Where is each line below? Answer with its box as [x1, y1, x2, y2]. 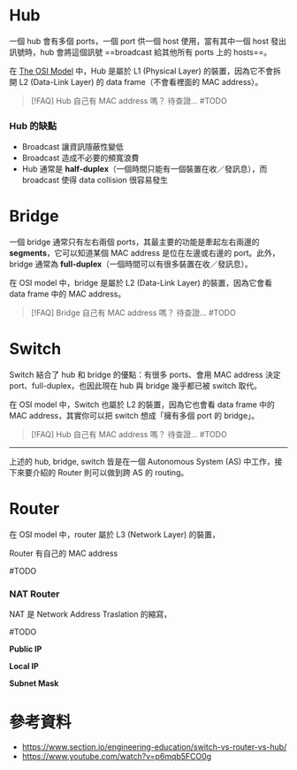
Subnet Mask [9, 678, 59, 689]
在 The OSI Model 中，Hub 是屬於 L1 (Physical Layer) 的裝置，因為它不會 [9, 65, 274, 76]
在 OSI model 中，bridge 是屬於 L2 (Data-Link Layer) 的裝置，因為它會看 [9, 278, 272, 289]
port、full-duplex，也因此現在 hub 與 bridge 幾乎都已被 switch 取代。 [9, 381, 263, 391]
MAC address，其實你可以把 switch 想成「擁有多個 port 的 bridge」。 [9, 411, 260, 421]
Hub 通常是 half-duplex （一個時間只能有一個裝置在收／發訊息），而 [21, 164, 268, 174]
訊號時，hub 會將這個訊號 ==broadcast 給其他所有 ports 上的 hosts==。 [9, 46, 272, 58]
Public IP [9, 643, 42, 655]
